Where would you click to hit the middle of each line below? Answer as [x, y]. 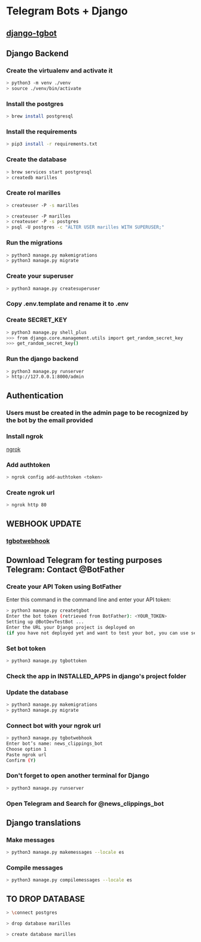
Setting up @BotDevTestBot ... [45, 622]
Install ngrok [25, 436]
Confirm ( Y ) [21, 760]
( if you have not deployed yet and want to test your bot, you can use [97, 633]
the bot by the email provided [50, 420]
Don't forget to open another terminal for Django [78, 776]
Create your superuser [40, 276]
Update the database [37, 692]
